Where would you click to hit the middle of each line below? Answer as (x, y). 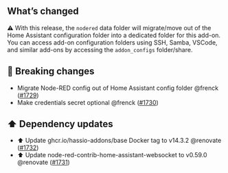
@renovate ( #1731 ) (43, 162)
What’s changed (43, 11)
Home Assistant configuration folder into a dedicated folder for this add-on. (114, 35)
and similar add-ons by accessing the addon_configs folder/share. (100, 49)
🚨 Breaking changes (51, 71)
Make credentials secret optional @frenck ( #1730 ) (88, 102)
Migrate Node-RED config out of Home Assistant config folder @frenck (117, 88)
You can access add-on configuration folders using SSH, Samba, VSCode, (112, 42)
